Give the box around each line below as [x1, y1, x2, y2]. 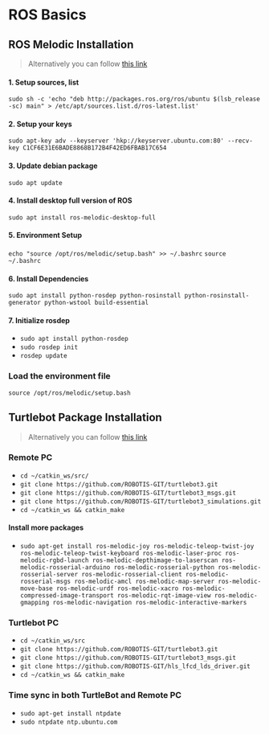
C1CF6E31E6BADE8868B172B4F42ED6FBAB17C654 [22, 144, 167, 152]
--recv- [227, 137, 253, 146]
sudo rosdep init [19, 343, 79, 351]
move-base [19, 584, 54, 593]
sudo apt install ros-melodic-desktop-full [8, 213, 157, 222]
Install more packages [8, 523, 84, 532]
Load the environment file [8, 371, 111, 382]
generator [8, 299, 42, 307]
